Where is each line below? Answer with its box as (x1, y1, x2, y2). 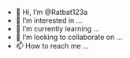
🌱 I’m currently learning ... (15, 24, 100, 33)
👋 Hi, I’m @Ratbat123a (15, 8, 88, 16)
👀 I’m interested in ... (15, 16, 83, 25)
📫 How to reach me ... (15, 42, 89, 50)
